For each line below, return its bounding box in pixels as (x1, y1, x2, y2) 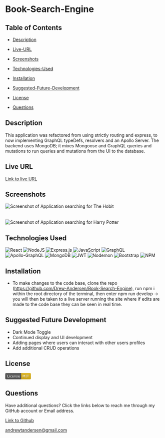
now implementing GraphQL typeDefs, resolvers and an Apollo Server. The (5, 137, 159, 143)
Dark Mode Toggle (12, 329, 51, 335)
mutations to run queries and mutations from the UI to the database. (5, 148, 145, 154)
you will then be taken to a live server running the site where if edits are (12, 296, 160, 302)
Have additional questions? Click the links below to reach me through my (5, 402, 155, 408)
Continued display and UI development (12, 334, 93, 340)
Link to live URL (5, 176, 37, 182)
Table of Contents (5, 23, 62, 32)
